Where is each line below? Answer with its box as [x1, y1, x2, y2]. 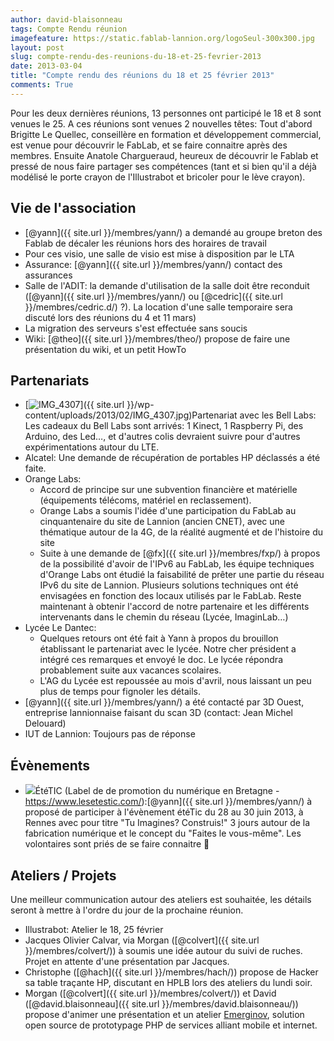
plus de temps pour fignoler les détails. [39, 686, 201, 698]
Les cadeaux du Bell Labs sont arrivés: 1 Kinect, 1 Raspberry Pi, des [24, 420, 304, 432]
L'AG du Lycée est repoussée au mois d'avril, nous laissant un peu [39, 675, 312, 687]
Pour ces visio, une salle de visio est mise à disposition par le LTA [24, 247, 295, 260]
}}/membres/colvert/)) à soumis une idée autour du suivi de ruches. [24, 945, 303, 956]
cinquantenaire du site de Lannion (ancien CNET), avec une [39, 516, 285, 528]
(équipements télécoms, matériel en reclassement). [39, 494, 252, 506]
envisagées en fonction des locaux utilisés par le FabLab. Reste [39, 590, 302, 602]
